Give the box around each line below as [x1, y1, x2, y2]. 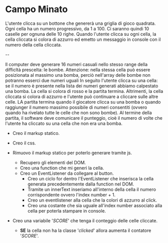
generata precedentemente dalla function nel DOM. [27, 181, 134, 187]
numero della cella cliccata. [5, 41, 62, 47]
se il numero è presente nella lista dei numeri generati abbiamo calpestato [5, 82, 158, 89]
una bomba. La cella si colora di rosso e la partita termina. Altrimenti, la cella [5, 88, 163, 94]
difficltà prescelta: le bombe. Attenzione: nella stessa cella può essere [5, 67, 150, 73]
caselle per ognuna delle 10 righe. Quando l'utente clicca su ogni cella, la [5, 31, 157, 37]
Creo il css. [12, 140, 36, 146]
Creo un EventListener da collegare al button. [20, 170, 114, 176]
